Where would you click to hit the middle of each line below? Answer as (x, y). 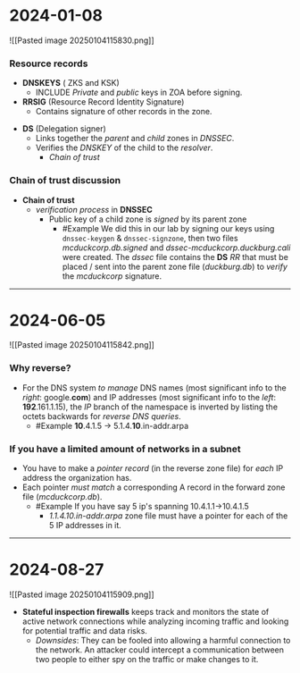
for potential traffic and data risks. (84, 631)
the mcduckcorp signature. (112, 276)
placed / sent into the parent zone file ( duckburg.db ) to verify (175, 266)
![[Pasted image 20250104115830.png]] (82, 40)
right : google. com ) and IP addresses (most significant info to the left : (149, 397)
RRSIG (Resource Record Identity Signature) (103, 102)
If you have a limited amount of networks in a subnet (125, 449)
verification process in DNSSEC (94, 209)
